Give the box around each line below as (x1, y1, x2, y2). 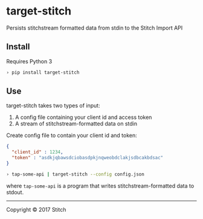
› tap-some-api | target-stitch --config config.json (6, 171, 145, 177)
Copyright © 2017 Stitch (6, 206, 66, 213)
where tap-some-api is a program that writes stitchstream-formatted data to (6, 182, 195, 189)
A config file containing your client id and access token (14, 113, 152, 121)
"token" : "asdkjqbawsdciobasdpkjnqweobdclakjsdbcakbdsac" (11, 155, 164, 161)
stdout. (6, 188, 24, 195)
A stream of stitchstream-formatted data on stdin (14, 120, 138, 127)
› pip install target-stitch (6, 69, 80, 75)
